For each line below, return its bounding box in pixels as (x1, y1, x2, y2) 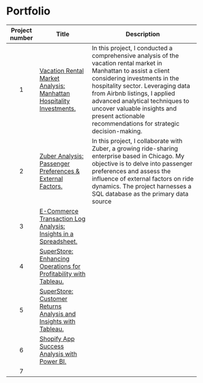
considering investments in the (91, 74, 179, 82)
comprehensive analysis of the (91, 51, 179, 60)
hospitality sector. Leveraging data (91, 82, 190, 90)
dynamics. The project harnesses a (91, 182, 192, 190)
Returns (39, 302, 62, 311)
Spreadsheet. (39, 237, 78, 245)
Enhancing (39, 254, 70, 263)
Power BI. (39, 357, 66, 365)
